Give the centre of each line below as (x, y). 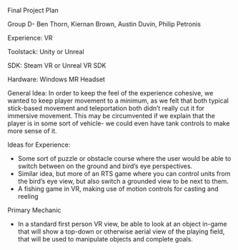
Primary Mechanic (34, 210)
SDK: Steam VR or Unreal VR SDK (57, 66)
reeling (28, 196)
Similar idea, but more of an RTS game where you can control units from (124, 173)
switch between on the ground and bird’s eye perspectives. (105, 166)
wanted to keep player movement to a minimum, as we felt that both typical (118, 100)
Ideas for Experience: (39, 145)
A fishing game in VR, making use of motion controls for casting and (118, 189)
